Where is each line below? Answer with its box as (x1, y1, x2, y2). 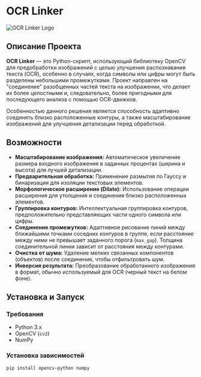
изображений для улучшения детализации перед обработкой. (6, 120, 166, 127)
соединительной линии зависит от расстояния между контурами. (14, 243, 185, 250)
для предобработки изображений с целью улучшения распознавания (6, 64, 186, 71)
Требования (6, 310, 44, 318)
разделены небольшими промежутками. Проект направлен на (6, 76, 168, 83)
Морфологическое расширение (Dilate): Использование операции (14, 185, 189, 193)
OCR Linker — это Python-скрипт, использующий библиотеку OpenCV (6, 57, 186, 64)
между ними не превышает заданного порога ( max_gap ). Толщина (14, 236, 183, 244)
